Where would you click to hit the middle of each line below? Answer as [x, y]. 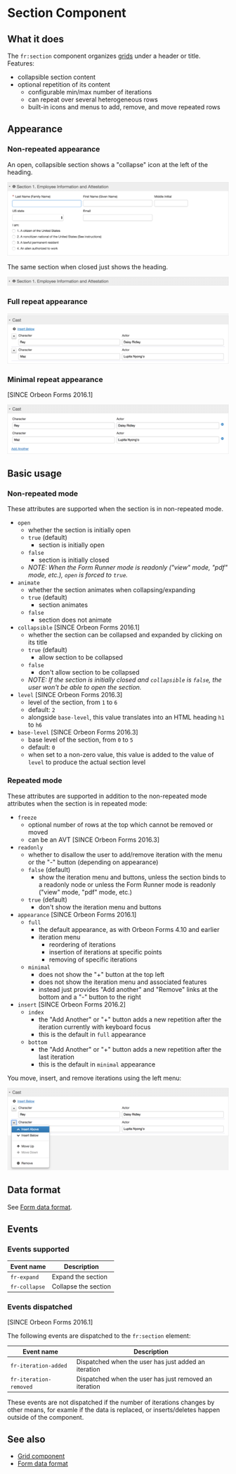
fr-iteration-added [39, 1366]
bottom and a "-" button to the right [90, 997]
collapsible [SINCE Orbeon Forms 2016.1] [79, 627]
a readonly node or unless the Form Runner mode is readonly [127, 884]
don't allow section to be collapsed [89, 672]
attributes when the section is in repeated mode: [77, 803]
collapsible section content [57, 77]
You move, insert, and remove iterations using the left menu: [94, 1078]
